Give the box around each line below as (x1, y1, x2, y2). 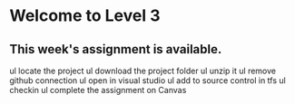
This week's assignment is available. (9, 42, 222, 57)
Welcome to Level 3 (9, 5, 161, 26)
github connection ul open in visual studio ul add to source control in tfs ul (9, 75, 286, 86)
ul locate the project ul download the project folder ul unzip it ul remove (9, 65, 277, 76)
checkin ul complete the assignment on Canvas (9, 85, 187, 95)
